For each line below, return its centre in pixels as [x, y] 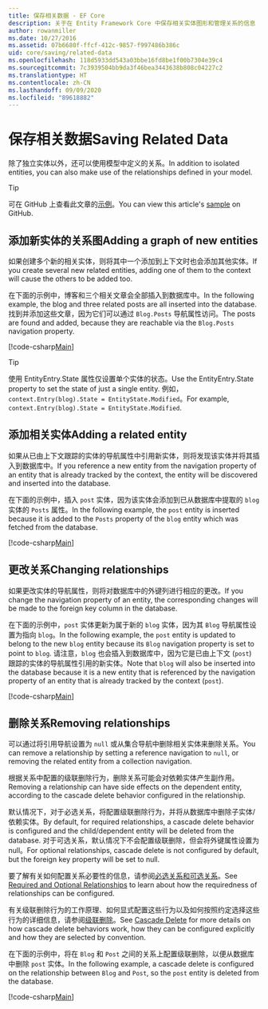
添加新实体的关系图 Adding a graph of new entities [133, 240]
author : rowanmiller [43, 30]
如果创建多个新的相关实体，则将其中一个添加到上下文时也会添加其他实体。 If [133, 261]
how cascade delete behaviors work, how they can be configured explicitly [132, 929]
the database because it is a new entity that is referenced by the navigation [132, 672]
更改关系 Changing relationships [89, 570]
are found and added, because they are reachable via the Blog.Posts [121, 322]
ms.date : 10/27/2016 [43, 38]
